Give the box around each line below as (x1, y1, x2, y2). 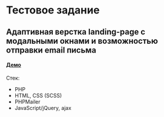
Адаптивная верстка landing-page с (6, 27, 146, 37)
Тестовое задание (6, 4, 100, 17)
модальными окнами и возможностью (6, 36, 158, 46)
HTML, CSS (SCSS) (14, 92, 62, 99)
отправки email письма (6, 45, 96, 55)
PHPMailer (14, 98, 41, 105)
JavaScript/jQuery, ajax (14, 104, 72, 111)
